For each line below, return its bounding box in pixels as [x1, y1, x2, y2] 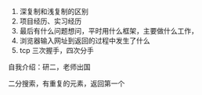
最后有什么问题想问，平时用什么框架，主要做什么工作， [19, 26, 198, 35]
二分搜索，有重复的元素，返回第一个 [8, 79, 125, 88]
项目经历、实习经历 [19, 16, 82, 26]
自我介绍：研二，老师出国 [8, 62, 91, 72]
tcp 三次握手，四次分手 [19, 46, 94, 55]
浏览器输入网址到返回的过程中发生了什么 [19, 36, 150, 45]
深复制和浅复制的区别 [19, 7, 88, 16]
